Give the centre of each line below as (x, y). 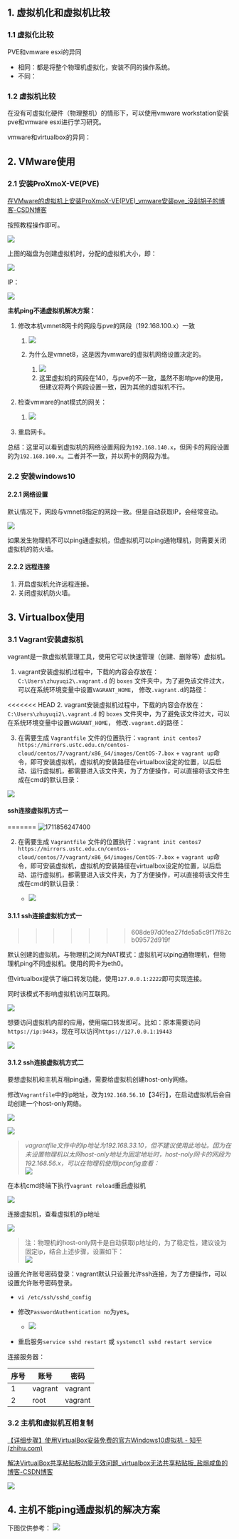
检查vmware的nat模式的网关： (62, 402)
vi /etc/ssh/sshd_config (54, 1298)
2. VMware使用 (42, 162)
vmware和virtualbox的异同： (49, 137)
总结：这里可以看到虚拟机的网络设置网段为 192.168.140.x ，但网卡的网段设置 (118, 447)
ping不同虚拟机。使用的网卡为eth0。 (73, 964)
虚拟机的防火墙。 (32, 549)
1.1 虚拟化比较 (31, 35)
